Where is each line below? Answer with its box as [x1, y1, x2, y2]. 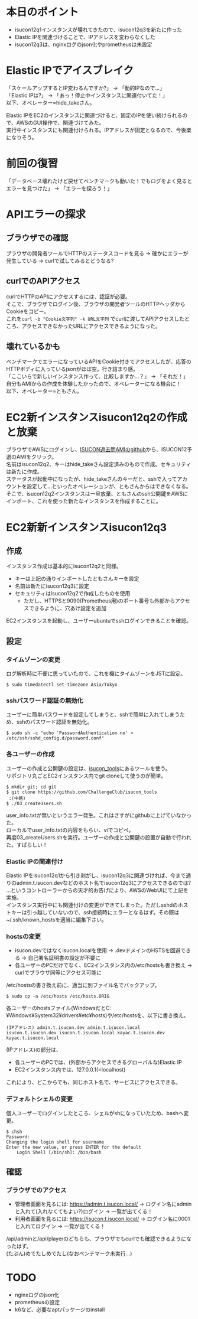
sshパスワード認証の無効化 [6, 696, 84, 705]
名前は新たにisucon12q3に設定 [14, 582, 90, 590]
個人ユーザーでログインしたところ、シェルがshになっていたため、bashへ [6, 1109, 184, 1116]
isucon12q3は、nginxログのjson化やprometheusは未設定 [14, 41, 152, 48]
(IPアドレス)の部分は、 [6, 1046, 61, 1053]
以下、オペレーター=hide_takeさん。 [6, 99, 96, 106]
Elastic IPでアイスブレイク [6, 64, 134, 77]
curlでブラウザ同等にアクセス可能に [14, 969, 102, 976]
